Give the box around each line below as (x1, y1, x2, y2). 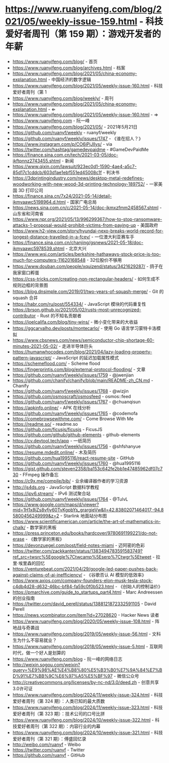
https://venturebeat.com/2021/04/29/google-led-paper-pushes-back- (12, 565, 158, 571)
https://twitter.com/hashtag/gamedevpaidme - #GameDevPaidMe (12, 146, 149, 152)
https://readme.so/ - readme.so (12, 421, 78, 427)
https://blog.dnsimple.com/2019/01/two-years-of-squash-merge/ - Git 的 (12, 288, 164, 295)
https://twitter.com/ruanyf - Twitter (12, 746, 85, 752)
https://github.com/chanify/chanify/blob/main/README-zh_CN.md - (12, 377, 153, 383)
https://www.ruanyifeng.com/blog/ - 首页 (12, 58, 98, 64)
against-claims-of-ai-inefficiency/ (12, 571, 82, 578)
